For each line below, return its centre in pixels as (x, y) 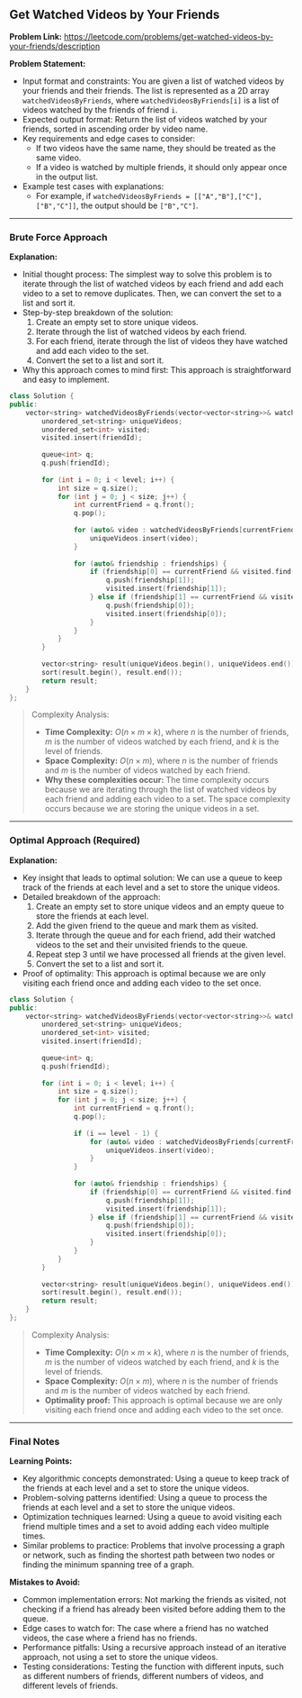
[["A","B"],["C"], (228, 196)
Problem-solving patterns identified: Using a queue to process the (145, 1498)
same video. (58, 158)
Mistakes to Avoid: (45, 1582)
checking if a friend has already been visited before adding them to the (154, 1609)
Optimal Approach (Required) (75, 840)
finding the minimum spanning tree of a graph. (108, 1565)
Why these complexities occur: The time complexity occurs (157, 780)
